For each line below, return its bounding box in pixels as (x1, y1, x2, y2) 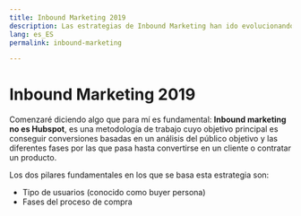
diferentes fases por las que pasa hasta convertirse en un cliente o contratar (9, 143, 291, 153)
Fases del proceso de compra (21, 196, 133, 207)
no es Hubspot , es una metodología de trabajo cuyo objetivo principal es (9, 124, 279, 134)
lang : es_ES (9, 30, 54, 39)
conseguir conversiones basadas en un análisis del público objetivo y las (9, 134, 278, 144)
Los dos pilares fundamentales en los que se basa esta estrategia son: (9, 169, 270, 180)
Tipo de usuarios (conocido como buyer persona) (21, 187, 206, 198)
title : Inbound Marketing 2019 (9, 13, 126, 22)
